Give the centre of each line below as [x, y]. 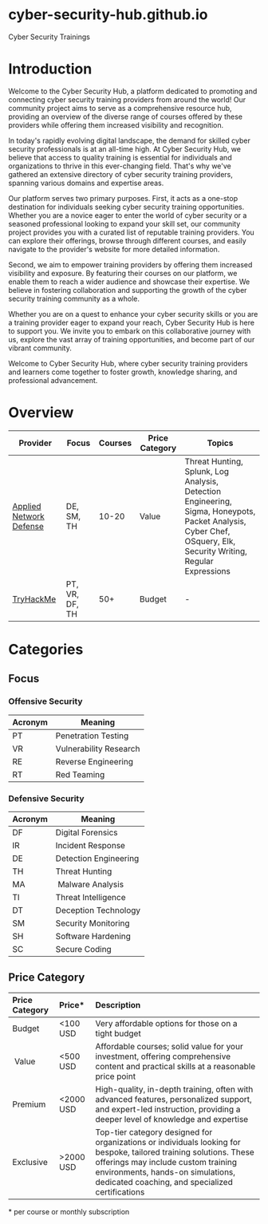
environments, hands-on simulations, [166, 1172]
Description [118, 1005]
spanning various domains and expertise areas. [86, 183]
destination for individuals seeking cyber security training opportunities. [126, 207]
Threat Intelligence [91, 897]
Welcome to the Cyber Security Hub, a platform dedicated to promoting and [133, 91]
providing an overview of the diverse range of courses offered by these [126, 116]
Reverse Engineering [95, 761]
